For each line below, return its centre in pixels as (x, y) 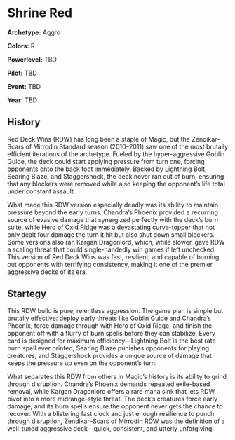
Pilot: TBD (22, 73)
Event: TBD (24, 86)
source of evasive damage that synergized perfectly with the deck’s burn (113, 219)
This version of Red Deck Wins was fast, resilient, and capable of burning (113, 256)
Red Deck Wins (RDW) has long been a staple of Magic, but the (99, 139)
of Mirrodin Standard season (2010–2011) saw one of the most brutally (127, 146)
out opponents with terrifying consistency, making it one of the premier (110, 264)
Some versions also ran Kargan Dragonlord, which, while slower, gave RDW (116, 242)
